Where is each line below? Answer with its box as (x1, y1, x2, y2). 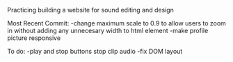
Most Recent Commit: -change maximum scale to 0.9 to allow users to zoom (7, 19, 226, 27)
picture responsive (7, 34, 61, 42)
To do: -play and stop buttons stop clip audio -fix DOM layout (7, 48, 183, 55)
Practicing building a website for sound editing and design (7, 6, 174, 14)
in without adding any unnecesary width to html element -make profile (7, 27, 209, 34)
